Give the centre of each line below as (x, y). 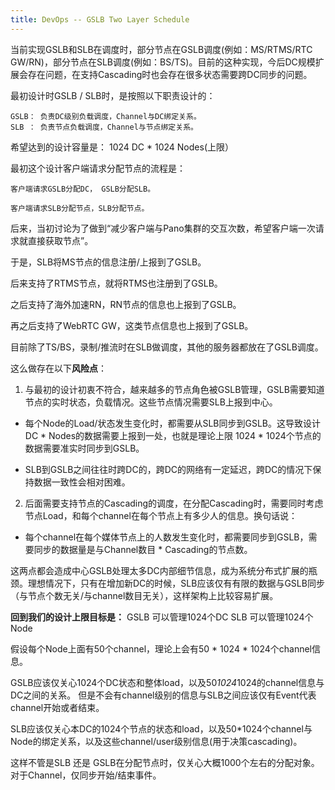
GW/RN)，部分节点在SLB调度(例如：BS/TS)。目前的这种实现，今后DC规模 (163, 62)
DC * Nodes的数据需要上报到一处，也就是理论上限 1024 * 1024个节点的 (173, 435)
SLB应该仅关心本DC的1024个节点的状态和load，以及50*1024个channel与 (161, 728)
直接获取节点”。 (60, 240)
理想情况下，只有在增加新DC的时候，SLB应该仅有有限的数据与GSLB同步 (176, 583)
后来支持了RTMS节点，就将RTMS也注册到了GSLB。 (116, 283)
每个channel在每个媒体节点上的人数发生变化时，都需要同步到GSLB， (166, 537)
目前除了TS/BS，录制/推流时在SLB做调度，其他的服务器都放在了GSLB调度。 (167, 347)
